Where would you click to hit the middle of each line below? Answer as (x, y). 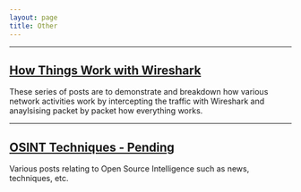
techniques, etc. (39, 179)
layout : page (34, 17)
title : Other (34, 26)
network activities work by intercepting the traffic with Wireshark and (137, 101)
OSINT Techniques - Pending (92, 147)
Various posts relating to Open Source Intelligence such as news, (129, 169)
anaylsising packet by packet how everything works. (106, 111)
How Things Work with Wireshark (105, 70)
